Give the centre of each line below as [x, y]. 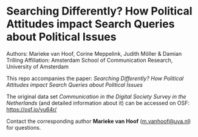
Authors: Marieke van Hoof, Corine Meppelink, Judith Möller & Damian [94, 53]
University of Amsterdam [37, 66]
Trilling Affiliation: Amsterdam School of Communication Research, [90, 60]
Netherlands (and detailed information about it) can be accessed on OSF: [98, 103]
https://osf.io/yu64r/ [32, 109]
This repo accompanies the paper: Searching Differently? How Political [95, 78]
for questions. [24, 127]
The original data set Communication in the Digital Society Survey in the [96, 96]
